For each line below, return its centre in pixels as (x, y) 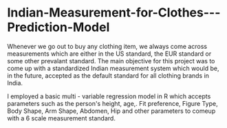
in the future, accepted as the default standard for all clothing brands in (108, 75)
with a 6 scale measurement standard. (61, 118)
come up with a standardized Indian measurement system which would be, (113, 68)
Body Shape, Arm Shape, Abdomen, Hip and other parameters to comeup (111, 111)
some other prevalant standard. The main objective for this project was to (111, 61)
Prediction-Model (58, 27)
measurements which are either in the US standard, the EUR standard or (109, 54)
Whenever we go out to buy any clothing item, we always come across (107, 46)
